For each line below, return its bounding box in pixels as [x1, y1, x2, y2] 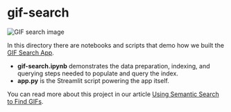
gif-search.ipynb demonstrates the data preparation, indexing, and [17, 62, 210, 70]
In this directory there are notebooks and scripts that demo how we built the [7, 41, 224, 49]
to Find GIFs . [7, 97, 44, 105]
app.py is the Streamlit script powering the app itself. [17, 76, 170, 84]
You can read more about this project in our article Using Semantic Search [7, 90, 220, 98]
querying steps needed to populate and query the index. [17, 69, 179, 77]
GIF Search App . [7, 48, 54, 57]
